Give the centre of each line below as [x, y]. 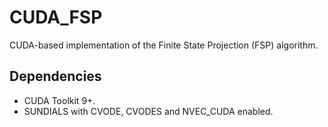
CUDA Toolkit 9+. [59, 100]
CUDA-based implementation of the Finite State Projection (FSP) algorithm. [164, 45]
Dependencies [55, 76]
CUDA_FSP [56, 17]
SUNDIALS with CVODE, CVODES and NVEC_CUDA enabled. [148, 111]
